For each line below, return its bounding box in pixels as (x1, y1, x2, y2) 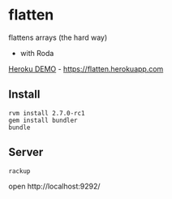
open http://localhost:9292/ (8, 181, 101, 191)
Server (8, 145, 44, 159)
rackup (8, 167, 31, 175)
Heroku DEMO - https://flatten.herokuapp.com (8, 63, 164, 74)
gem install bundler (8, 116, 79, 124)
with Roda (19, 48, 54, 58)
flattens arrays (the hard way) (8, 32, 108, 42)
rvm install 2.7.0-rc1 (8, 109, 85, 117)
